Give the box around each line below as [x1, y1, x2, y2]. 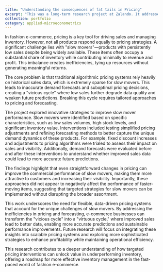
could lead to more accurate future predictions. [5, 156, 99, 162]
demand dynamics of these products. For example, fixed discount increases [5, 136, 157, 141]
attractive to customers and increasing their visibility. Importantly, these [5, 176, 148, 182]
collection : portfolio [5, 16, 51, 21]
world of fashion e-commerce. [18, 262, 80, 268]
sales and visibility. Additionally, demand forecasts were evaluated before [5, 146, 152, 152]
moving [5, 186, 20, 192]
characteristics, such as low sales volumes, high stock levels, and [5, 120, 136, 126]
